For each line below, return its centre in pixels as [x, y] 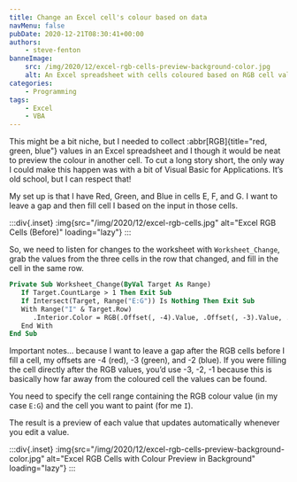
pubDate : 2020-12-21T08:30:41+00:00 [76, 34]
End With [37, 326]
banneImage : [31, 58]
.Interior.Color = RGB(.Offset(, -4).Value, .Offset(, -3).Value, [157, 317]
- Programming [51, 91]
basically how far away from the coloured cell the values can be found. [138, 379]
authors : [25, 42]
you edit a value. [39, 432]
